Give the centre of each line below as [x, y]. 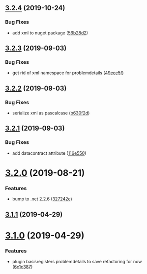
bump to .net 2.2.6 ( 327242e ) [42, 199]
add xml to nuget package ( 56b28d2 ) [50, 33]
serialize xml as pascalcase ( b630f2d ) [51, 113]
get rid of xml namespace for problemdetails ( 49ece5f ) [68, 73]
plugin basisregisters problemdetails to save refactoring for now [77, 262]
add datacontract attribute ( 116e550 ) [49, 153]
